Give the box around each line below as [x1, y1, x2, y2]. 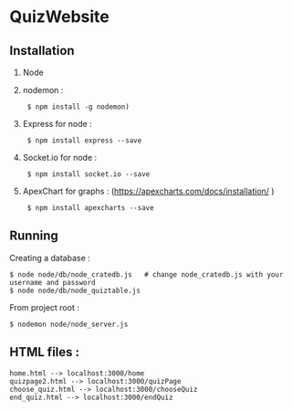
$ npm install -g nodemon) [26, 102, 130, 111]
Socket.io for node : [22, 153, 98, 163]
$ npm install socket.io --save [26, 170, 151, 179]
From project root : [9, 301, 79, 312]
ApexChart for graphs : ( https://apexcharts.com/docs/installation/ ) [22, 185, 275, 196]
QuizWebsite [9, 6, 110, 27]
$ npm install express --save [26, 136, 142, 145]
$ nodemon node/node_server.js [9, 320, 129, 329]
